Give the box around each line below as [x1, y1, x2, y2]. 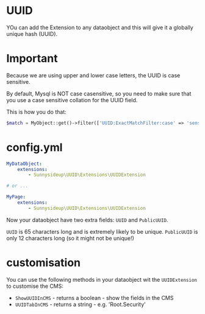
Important [6, 52, 58, 66]
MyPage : [6, 194, 26, 200]
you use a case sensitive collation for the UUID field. [6, 96, 138, 103]
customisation [6, 256, 81, 270]
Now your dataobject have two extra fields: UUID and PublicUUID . [6, 216, 168, 223]
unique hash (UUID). [6, 30, 58, 37]
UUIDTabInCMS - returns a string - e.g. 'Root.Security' [15, 301, 146, 308]
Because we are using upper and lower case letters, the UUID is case [6, 71, 181, 79]
